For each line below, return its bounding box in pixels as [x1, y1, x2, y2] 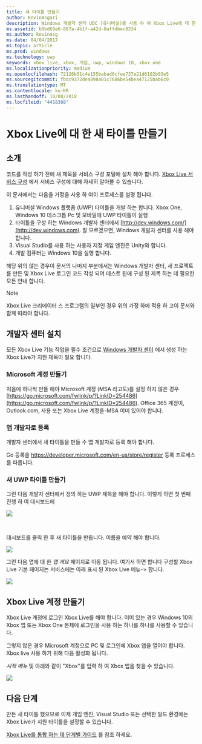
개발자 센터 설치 [6, 329, 62, 340]
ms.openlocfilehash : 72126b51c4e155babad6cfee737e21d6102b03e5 [6, 71, 169, 77]
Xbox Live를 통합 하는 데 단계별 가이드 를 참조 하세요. [6, 731, 132, 738]
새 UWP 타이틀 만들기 [6, 475, 66, 484]
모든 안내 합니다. [6, 277, 45, 284]
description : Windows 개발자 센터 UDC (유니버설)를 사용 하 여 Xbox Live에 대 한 [6, 20, 196, 26]
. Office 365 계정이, [137, 399, 184, 406]
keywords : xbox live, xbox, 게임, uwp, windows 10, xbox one [6, 59, 161, 65]
